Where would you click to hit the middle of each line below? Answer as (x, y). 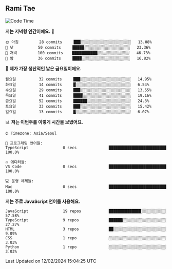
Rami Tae (20, 8)
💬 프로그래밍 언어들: (24, 143)
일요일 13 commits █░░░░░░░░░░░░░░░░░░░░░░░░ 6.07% (78, 112)
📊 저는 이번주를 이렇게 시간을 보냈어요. (44, 122)
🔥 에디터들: (16, 162)
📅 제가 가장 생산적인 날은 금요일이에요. (44, 68)
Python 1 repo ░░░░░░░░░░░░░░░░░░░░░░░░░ (86, 247)
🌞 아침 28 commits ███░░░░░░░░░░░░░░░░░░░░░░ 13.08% (79, 42)
